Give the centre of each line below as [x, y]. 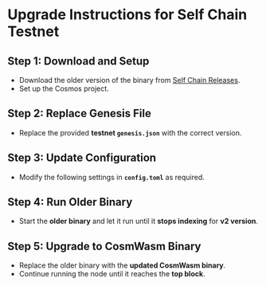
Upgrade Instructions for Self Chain [127, 15]
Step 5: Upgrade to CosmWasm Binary [104, 246]
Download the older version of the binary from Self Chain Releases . [129, 80]
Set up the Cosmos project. [64, 88]
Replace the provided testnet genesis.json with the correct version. [130, 132]
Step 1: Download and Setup [78, 61]
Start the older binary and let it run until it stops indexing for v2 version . [139, 221]
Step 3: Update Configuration [82, 158]
